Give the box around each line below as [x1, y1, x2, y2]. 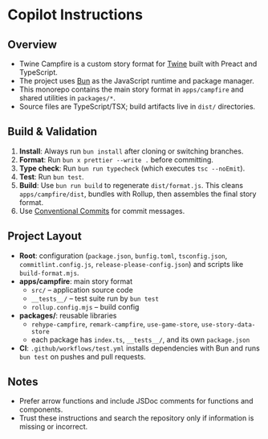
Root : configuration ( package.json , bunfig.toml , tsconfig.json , [18, 251, 228, 261]
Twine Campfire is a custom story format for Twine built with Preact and [18, 59, 258, 68]
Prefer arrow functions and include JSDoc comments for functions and [18, 396, 254, 406]
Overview [7, 38, 58, 51]
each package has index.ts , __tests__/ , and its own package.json [30, 334, 250, 344]
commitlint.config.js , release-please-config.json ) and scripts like [18, 259, 244, 269]
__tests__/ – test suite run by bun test [30, 293, 160, 303]
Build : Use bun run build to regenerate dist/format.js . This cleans [18, 180, 244, 190]
